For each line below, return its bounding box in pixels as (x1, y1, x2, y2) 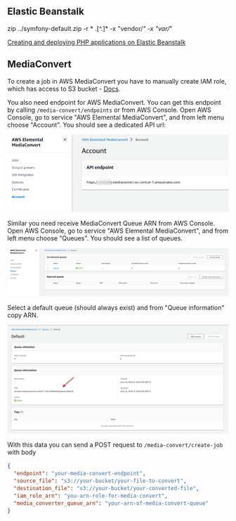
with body (7, 448, 37, 456)
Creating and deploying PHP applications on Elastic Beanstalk (7, 38, 186, 46)
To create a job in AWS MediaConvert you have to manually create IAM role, (7, 77, 227, 85)
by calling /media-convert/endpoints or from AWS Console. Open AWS (7, 105, 212, 114)
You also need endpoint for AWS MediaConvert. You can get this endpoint (7, 98, 221, 106)
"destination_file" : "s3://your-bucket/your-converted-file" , (13, 484, 199, 491)
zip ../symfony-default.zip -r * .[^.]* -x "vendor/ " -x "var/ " (7, 24, 173, 32)
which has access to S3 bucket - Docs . (7, 84, 121, 93)
